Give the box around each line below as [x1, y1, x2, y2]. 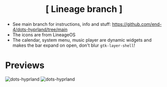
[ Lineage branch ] [45, 3, 122, 15]
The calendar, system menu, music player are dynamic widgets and [12, 37, 151, 43]
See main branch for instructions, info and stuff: [12, 21, 111, 27]
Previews [5, 60, 45, 71]
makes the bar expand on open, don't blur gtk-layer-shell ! [12, 42, 135, 48]
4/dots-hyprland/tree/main [12, 26, 68, 33]
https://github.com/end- [111, 21, 162, 27]
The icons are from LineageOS [12, 32, 76, 38]
